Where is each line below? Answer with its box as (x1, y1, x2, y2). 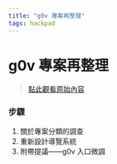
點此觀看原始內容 (27, 84, 85, 94)
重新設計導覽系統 (19, 136, 77, 146)
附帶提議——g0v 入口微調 (19, 146, 106, 156)
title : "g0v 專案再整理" (8, 11, 86, 20)
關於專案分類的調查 (19, 126, 84, 136)
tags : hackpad (8, 19, 56, 27)
